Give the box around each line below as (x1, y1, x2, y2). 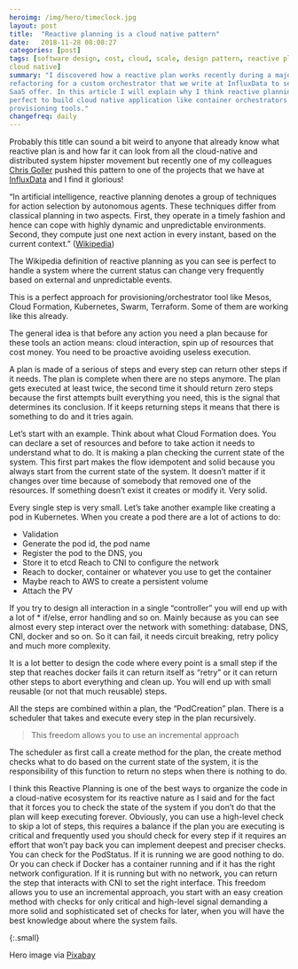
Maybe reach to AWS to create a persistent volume (21, 576, 208, 587)
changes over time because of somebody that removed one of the (9, 476, 251, 487)
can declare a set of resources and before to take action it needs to (9, 438, 255, 449)
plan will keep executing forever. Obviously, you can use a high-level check (9, 812, 284, 822)
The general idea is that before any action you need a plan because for (9, 328, 269, 338)
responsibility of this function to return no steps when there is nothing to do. (9, 766, 287, 777)
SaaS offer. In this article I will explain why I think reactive (9, 87, 260, 96)
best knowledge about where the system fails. (9, 916, 178, 926)
